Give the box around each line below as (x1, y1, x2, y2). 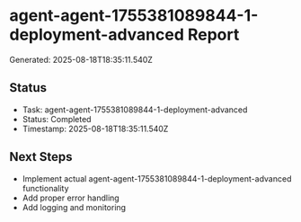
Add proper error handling (22, 192, 120, 203)
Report (187, 24, 240, 45)
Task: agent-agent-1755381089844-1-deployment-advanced (22, 104, 248, 115)
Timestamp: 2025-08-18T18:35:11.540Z (22, 123, 169, 134)
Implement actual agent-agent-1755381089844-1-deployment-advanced (22, 173, 292, 184)
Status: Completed (22, 113, 92, 124)
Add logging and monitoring (22, 201, 127, 212)
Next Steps (9, 149, 73, 164)
